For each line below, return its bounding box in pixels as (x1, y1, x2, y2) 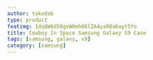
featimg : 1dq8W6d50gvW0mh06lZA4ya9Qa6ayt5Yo (7, 23, 137, 30)
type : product (7, 17, 48, 23)
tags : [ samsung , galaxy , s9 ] (7, 36, 91, 43)
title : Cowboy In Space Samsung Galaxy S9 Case (7, 29, 147, 37)
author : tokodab (7, 10, 54, 17)
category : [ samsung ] (7, 42, 67, 49)
